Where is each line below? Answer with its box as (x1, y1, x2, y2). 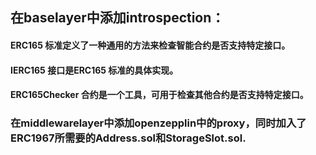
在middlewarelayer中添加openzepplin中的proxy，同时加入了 (10, 116, 307, 130)
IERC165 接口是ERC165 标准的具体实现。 (10, 64, 179, 76)
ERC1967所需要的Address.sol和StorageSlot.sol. (10, 131, 247, 145)
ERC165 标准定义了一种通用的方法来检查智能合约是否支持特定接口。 (10, 39, 291, 51)
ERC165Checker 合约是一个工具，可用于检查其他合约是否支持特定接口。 (10, 89, 309, 101)
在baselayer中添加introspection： (10, 9, 225, 27)
